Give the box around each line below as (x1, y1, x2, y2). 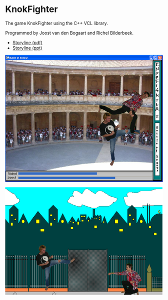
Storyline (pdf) (12, 39, 42, 46)
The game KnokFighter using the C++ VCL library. (5, 20, 108, 26)
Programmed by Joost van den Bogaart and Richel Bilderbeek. (5, 30, 134, 36)
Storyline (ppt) (12, 45, 42, 51)
